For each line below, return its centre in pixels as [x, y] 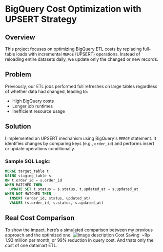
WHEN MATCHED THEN [24, 185]
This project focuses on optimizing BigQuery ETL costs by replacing [73, 49]
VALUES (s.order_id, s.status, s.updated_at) [57, 203]
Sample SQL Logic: [28, 161]
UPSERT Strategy [41, 19]
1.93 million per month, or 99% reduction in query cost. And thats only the [79, 240]
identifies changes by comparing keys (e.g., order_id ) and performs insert [80, 143]
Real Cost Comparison [40, 218]
